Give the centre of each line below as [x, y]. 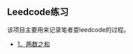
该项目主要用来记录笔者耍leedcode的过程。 [69, 30]
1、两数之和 [33, 44]
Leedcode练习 [38, 12]
